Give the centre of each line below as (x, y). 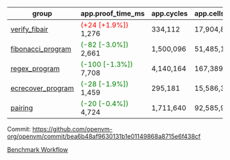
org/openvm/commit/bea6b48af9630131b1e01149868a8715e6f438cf (104, 136)
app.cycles (170, 13)
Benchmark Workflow (38, 149)
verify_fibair (29, 29)
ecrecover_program (42, 88)
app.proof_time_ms (113, 13)
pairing (22, 108)
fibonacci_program (41, 49)
